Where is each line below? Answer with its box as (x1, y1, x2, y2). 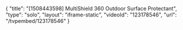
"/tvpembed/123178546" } (5, 18, 70, 24)
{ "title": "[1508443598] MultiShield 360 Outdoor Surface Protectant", (5, 5, 178, 12)
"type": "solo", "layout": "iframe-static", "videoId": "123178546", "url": (5, 11, 177, 18)
